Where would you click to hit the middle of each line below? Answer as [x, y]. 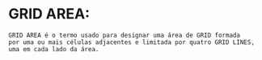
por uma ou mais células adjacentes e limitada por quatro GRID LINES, [131, 42]
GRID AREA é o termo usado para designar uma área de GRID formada [125, 35]
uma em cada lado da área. [54, 49]
